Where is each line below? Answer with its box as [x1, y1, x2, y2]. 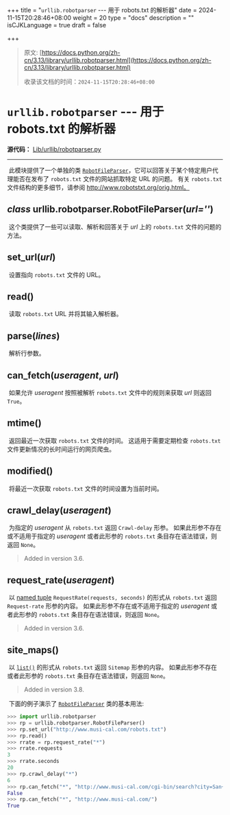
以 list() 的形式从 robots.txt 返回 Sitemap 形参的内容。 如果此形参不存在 [8, 664, 218, 672]
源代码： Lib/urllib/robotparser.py [7, 145, 101, 153]
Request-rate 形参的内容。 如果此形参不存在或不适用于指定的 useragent [7, 602, 210, 610]
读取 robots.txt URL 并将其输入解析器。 [8, 310, 123, 318]
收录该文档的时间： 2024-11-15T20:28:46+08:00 [23, 77, 155, 86]
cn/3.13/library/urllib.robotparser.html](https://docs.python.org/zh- [23, 56, 212, 64]
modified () [7, 465, 53, 477]
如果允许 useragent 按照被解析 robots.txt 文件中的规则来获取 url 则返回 [8, 389, 212, 396]
